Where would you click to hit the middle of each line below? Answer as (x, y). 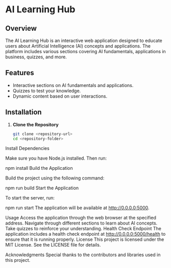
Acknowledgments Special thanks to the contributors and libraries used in (83, 255)
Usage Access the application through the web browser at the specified (81, 218)
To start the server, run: (30, 198)
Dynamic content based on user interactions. (60, 96)
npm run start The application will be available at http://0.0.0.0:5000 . (77, 208)
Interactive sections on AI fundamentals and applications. (73, 85)
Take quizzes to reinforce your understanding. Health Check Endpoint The (83, 229)
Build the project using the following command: (55, 178)
